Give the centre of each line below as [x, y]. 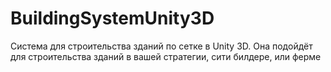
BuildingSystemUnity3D [112, 18]
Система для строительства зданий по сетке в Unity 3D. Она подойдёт [161, 46]
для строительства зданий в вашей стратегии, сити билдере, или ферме [166, 56]
